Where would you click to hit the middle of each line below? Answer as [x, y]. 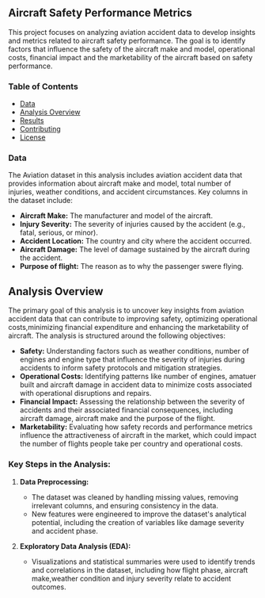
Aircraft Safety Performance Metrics [100, 13]
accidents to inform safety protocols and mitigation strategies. [121, 368]
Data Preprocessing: [54, 481]
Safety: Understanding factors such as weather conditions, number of [134, 351]
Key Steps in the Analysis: [59, 465]
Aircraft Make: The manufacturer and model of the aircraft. [116, 216]
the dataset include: [41, 201]
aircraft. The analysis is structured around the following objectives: [117, 335]
